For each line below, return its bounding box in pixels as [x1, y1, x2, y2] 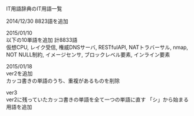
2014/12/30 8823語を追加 [6, 18, 69, 25]
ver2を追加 [6, 70, 33, 77]
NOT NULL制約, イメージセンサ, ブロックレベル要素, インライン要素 [6, 51, 170, 58]
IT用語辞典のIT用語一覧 [6, 5, 63, 12]
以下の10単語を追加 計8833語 [6, 37, 78, 43]
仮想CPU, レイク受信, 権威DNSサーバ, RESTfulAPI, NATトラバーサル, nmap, [6, 44, 189, 51]
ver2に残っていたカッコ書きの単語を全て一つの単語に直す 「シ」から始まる [6, 96, 189, 103]
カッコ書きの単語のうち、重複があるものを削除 [6, 77, 120, 84]
